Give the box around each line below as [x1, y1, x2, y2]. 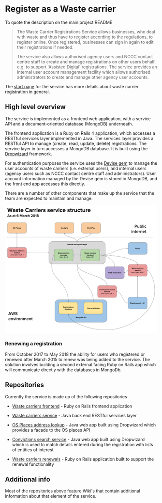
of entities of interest [12, 447, 54, 453]
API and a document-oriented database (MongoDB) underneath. [5, 121, 133, 126]
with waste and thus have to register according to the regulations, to [16, 34, 153, 40]
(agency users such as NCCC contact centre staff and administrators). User [5, 171, 156, 176]
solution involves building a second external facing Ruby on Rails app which [5, 362, 156, 367]
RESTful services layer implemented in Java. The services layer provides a [5, 135, 154, 141]
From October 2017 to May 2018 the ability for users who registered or [5, 351, 145, 357]
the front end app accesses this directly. [5, 181, 86, 187]
